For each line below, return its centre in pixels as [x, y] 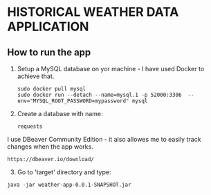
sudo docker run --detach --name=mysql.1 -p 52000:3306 [99, 95]
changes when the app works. [50, 147]
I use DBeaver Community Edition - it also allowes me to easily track [104, 139]
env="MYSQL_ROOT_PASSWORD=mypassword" [73, 101]
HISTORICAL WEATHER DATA [93, 12]
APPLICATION [48, 27]
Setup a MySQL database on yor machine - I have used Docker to [111, 69]
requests [30, 127]
